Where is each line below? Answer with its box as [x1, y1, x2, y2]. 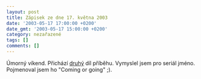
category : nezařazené [6, 32, 62, 38]
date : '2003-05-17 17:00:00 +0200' [6, 20, 97, 26]
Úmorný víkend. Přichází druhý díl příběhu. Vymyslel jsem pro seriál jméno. [6, 59, 196, 67]
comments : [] [6, 43, 40, 49]
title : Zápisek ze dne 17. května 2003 [6, 15, 108, 21]
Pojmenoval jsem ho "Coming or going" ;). [6, 66, 112, 73]
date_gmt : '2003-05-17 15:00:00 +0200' [6, 26, 108, 32]
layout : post [6, 9, 40, 15]
